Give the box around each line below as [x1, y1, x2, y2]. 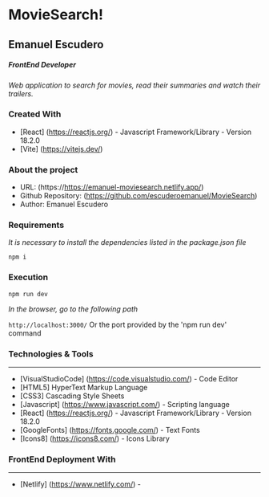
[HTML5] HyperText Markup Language [19, 383, 148, 393]
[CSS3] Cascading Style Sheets [19, 391, 125, 401]
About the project [8, 164, 78, 175]
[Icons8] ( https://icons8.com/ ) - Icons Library [19, 434, 171, 443]
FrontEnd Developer [8, 60, 76, 70]
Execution [8, 271, 49, 283]
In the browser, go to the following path [8, 303, 139, 314]
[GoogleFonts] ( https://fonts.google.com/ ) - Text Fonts [19, 426, 200, 435]
